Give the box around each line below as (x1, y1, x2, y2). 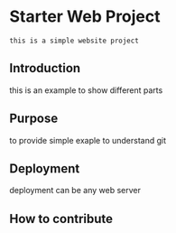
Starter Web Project (9, 6, 161, 27)
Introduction (9, 61, 81, 76)
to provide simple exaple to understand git (9, 135, 167, 145)
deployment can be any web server (9, 185, 142, 196)
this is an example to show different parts (9, 84, 163, 96)
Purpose (9, 111, 59, 126)
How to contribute (9, 210, 114, 227)
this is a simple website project (9, 36, 140, 45)
